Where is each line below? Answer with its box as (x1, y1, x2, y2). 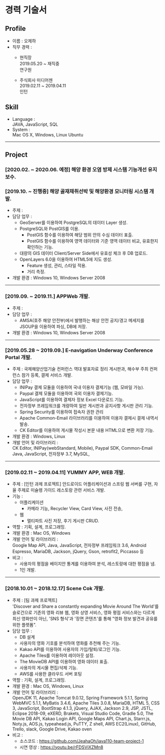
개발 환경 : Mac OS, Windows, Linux (12, 683, 84, 689)
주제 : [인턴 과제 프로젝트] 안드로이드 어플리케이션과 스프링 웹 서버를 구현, (12, 481, 153, 487)
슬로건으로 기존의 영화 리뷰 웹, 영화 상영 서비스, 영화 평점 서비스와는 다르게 (12, 609, 155, 615)
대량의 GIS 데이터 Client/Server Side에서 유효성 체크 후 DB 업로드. (19, 250, 148, 256)
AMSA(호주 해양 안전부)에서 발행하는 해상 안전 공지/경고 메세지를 (19, 317, 145, 323)
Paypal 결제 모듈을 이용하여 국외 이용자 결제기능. (19, 391, 113, 397)
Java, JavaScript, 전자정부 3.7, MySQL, (12, 451, 90, 457)
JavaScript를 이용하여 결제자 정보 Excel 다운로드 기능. (19, 397, 124, 403)
